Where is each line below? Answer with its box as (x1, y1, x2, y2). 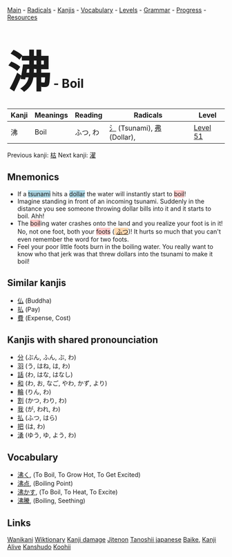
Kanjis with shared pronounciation (7, 334, 159, 346)
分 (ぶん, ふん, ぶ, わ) (17, 353, 77, 361)
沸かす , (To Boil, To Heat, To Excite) (17, 488, 118, 496)
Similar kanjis (7, 277, 67, 289)
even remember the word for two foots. (17, 235, 129, 243)
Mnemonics (7, 171, 60, 183)
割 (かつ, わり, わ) (17, 397, 67, 405)
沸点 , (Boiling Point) (17, 480, 74, 488)
